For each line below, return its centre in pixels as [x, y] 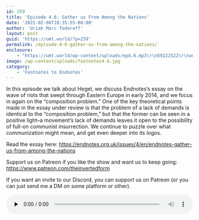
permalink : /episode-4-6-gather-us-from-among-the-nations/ [82, 45]
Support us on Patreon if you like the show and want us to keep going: [92, 162]
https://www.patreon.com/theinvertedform [58, 169]
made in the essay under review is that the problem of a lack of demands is [98, 108]
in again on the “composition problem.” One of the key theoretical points [94, 102]
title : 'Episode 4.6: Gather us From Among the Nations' [78, 17]
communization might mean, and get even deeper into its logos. [84, 133]
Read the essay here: [32, 144]
